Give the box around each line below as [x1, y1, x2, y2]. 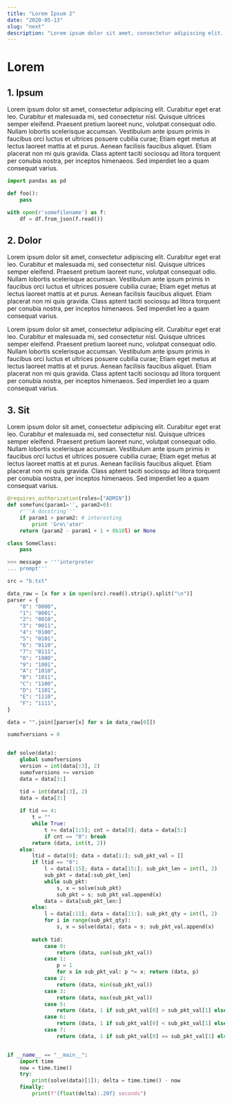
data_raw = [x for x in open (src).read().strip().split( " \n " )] [7, 590, 193, 597]
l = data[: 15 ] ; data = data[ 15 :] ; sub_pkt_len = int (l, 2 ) [43, 866, 217, 873]
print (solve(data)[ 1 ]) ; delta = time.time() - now [32, 1077, 181, 1085]
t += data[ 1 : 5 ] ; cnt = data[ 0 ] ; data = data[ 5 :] [43, 826, 187, 834]
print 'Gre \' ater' [32, 520, 85, 527]
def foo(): [7, 190, 39, 198]
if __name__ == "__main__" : [7, 1051, 88, 1058]
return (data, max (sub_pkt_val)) [56, 994, 153, 1001]
